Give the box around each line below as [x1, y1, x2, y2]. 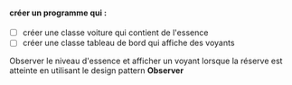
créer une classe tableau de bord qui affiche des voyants [22, 37, 235, 49]
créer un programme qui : [9, 7, 107, 18]
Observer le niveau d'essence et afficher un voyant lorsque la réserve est [9, 55, 283, 67]
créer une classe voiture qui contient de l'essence [22, 27, 209, 38]
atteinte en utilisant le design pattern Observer [9, 65, 184, 76]
